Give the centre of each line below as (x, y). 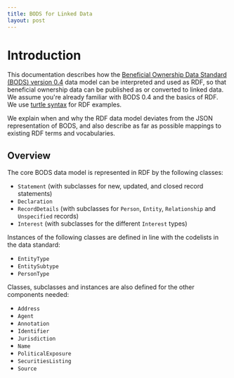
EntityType (33, 259)
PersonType (33, 274)
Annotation (33, 324)
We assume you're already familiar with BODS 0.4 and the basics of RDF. (113, 97)
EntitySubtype (38, 267)
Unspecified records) (48, 217)
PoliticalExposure (44, 354)
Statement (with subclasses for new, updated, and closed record (110, 186)
